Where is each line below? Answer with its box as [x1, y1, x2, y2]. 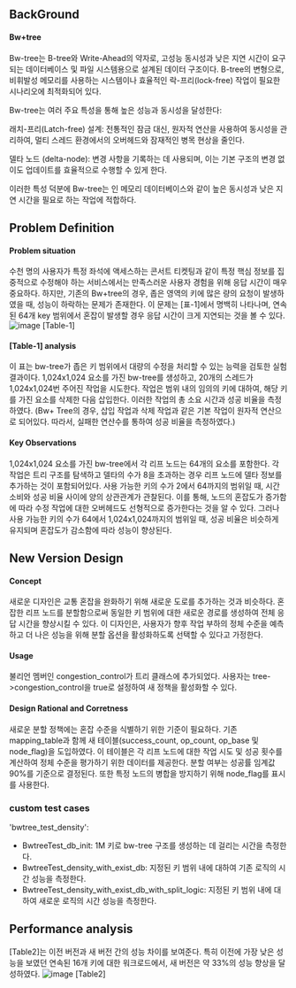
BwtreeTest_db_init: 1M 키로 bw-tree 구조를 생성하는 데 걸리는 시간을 [21, 840, 263, 851]
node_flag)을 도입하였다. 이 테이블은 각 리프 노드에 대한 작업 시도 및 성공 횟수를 [9, 745, 283, 756]
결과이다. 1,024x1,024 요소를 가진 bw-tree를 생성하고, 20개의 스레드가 [9, 372, 254, 383]
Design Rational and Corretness [9, 703, 128, 714]
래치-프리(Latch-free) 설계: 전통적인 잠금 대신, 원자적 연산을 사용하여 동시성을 [9, 123, 278, 134]
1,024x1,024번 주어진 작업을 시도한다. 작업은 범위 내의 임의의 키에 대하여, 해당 [9, 383, 278, 394]
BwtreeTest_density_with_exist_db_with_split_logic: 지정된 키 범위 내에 [21, 884, 272, 895]
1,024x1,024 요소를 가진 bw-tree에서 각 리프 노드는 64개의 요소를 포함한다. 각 [9, 458, 280, 468]
